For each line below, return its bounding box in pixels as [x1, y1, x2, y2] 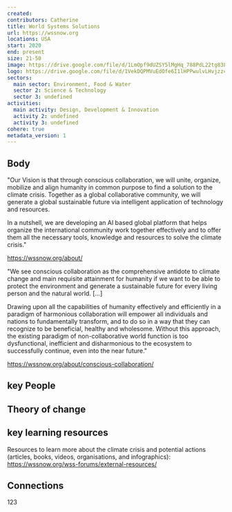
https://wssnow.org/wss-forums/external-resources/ [7, 460, 157, 468]
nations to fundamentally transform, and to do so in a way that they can [7, 317, 211, 326]
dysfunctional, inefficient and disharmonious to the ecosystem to [7, 339, 192, 348]
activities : [7, 100, 41, 107]
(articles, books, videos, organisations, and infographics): [7, 453, 171, 461]
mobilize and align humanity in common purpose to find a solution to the [7, 184, 213, 192]
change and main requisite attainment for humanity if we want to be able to [7, 275, 221, 283]
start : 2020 [7, 42, 41, 49]
